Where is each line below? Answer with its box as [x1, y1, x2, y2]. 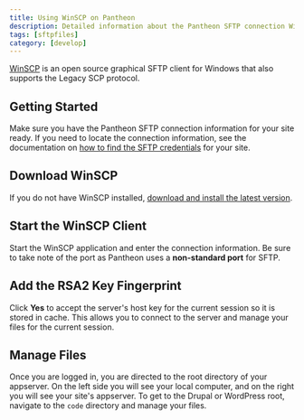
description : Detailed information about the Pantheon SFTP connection [9, 22, 285, 31]
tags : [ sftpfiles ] [9, 30, 79, 39]
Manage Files [9, 347, 87, 362]
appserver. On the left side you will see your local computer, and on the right [9, 381, 295, 392]
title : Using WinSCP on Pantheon [9, 13, 136, 23]
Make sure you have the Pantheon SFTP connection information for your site [9, 123, 295, 134]
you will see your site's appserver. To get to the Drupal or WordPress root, [9, 390, 285, 402]
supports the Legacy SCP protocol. [9, 73, 140, 84]
